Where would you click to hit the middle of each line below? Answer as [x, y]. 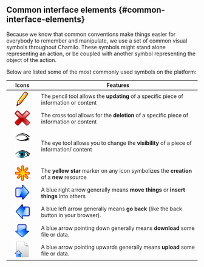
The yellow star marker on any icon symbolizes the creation [117, 170]
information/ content [66, 150]
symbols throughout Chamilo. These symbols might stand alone [86, 47]
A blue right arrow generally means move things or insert [113, 190]
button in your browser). [71, 215]
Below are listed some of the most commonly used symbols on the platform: [101, 72]
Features [118, 85]
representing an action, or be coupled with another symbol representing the [101, 54]
